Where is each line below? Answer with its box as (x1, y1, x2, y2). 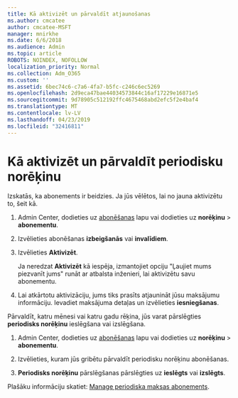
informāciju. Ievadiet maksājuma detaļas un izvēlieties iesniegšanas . (17, 298, 219, 307)
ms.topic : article (7, 50, 62, 58)
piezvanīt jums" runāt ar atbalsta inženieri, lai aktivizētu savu (17, 269, 195, 278)
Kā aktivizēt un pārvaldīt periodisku (7, 154, 224, 169)
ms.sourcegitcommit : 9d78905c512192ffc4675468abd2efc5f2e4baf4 (7, 97, 199, 104)
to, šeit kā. (7, 200, 38, 208)
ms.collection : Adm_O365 (7, 70, 81, 77)
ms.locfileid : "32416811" (7, 122, 84, 130)
